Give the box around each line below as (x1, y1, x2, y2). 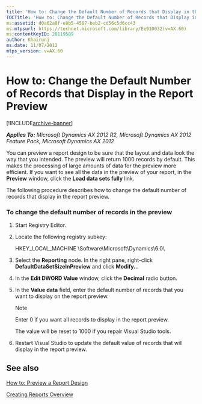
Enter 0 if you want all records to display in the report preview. (14, 315, 170, 323)
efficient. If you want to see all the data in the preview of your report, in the (6, 168, 192, 175)
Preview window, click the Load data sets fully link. (6, 175, 135, 182)
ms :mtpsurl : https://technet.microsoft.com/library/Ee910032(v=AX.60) (6, 25, 187, 32)
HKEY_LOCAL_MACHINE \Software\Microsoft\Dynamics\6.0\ (14, 244, 165, 252)
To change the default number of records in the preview (6, 208, 173, 216)
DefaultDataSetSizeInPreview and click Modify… (14, 263, 139, 270)
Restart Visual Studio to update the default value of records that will (14, 339, 183, 346)
